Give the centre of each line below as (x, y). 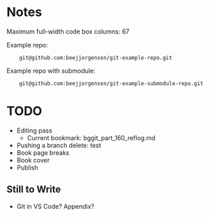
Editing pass (35, 130)
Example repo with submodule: (51, 70)
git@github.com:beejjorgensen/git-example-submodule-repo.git (111, 83)
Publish (28, 167)
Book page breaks (43, 152)
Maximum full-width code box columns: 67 (68, 31)
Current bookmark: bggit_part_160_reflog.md (91, 137)
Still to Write (34, 189)
